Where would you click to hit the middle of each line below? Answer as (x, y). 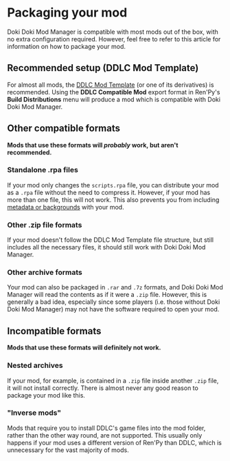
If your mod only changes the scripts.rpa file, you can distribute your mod (113, 185)
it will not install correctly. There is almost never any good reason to (103, 388)
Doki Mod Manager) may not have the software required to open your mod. (113, 309)
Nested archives (35, 365)
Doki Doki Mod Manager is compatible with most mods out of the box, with (113, 32)
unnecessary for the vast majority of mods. (68, 450)
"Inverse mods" (34, 413)
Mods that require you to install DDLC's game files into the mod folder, (106, 428)
